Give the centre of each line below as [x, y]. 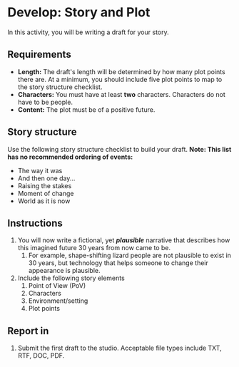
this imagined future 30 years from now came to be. [94, 248]
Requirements [39, 55]
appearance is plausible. [65, 271]
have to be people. [45, 102]
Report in [28, 331]
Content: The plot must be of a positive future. [86, 109]
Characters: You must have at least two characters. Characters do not [122, 94]
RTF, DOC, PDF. [41, 356]
